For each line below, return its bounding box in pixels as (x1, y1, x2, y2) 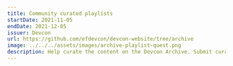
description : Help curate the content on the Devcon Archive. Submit (7, 49, 213, 56)
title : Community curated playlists (7, 10, 113, 17)
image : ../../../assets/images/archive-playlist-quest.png (7, 42, 182, 49)
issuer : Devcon (7, 29, 51, 36)
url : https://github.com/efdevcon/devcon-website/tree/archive (7, 36, 194, 43)
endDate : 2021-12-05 (7, 23, 67, 30)
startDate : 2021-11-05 (7, 16, 73, 23)
